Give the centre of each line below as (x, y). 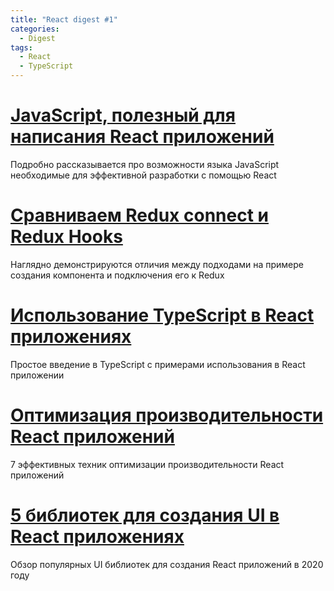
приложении (37, 375)
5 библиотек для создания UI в (145, 515)
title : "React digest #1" (64, 19)
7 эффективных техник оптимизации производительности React (147, 464)
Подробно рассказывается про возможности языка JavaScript (145, 164)
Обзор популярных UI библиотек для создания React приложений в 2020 (167, 564)
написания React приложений (142, 137)
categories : (35, 29)
